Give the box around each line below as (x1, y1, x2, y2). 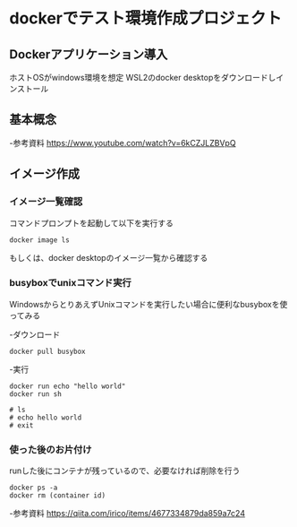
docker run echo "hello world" (9, 382, 126, 391)
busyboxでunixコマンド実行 (9, 277, 132, 289)
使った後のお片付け (9, 443, 92, 455)
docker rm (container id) (9, 491, 106, 500)
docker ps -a (9, 483, 58, 493)
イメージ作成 (9, 167, 81, 182)
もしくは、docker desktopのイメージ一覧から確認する (9, 252, 208, 263)
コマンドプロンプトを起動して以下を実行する (9, 217, 174, 229)
